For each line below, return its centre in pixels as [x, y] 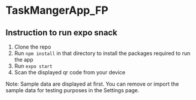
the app [24, 60]
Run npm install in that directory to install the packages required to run [102, 53]
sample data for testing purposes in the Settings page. [73, 90]
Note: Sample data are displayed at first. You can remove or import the [92, 84]
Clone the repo [33, 47]
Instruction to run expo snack [62, 33]
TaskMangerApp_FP [57, 10]
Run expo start [33, 66]
